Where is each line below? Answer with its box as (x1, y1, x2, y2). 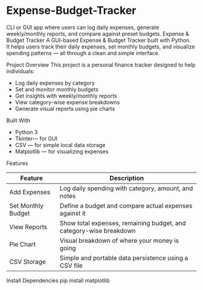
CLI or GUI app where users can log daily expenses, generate (6, 24, 159, 31)
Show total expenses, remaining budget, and (59, 219, 186, 227)
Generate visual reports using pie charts (14, 105, 115, 112)
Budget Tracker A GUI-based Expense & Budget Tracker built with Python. (6, 36, 192, 44)
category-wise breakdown (59, 226, 136, 235)
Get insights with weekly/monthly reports (14, 92, 117, 99)
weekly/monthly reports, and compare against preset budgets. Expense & (6, 30, 189, 37)
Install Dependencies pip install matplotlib (6, 277, 110, 284)
